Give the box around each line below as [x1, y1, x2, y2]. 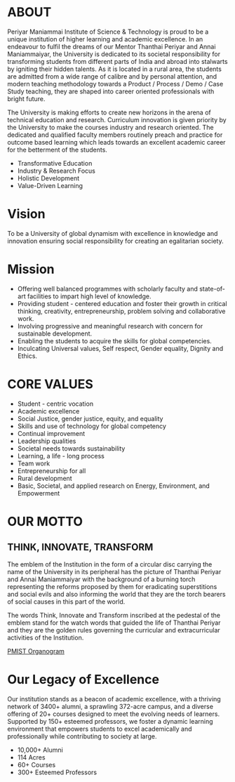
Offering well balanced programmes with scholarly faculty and [17, 284, 199, 293]
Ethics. [17, 352, 37, 360]
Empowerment [17, 489, 60, 497]
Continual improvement [17, 429, 86, 437]
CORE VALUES [7, 376, 93, 392]
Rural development [17, 474, 72, 482]
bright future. [7, 94, 46, 102]
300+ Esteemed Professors [17, 768, 97, 776]
